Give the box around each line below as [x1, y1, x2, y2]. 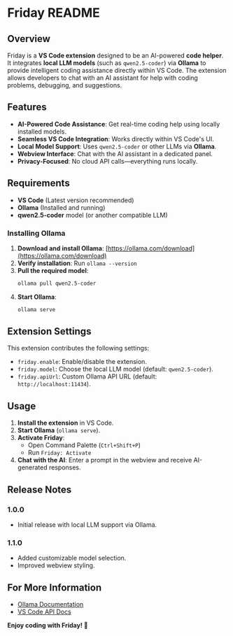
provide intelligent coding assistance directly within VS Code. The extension [7, 66, 227, 74]
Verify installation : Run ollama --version [17, 259, 138, 267]
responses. [48, 463, 82, 472]
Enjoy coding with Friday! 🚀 [7, 621, 89, 630]
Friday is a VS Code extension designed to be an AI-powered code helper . [7, 51, 224, 59]
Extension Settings [7, 325, 92, 337]
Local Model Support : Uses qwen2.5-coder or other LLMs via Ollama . [17, 142, 217, 150]
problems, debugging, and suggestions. [7, 81, 122, 89]
